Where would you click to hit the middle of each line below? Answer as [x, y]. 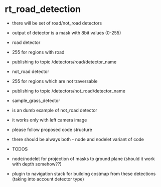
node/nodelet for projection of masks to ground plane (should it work [83, 158]
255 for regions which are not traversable [55, 81]
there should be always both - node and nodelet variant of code [78, 139]
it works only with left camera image [49, 120]
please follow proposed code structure [52, 129]
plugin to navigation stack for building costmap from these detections [84, 173]
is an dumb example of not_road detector [54, 110]
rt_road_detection [43, 9]
